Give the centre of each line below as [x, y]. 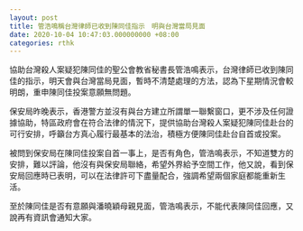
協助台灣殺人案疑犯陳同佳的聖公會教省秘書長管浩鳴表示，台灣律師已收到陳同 [151, 69]
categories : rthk [42, 43]
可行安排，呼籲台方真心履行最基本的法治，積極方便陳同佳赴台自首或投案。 [147, 134]
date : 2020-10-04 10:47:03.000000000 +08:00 [94, 34]
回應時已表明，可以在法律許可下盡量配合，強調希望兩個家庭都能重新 [151, 176]
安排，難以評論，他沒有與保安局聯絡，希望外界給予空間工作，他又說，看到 [147, 164]
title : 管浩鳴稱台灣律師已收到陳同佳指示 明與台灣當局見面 [107, 26]
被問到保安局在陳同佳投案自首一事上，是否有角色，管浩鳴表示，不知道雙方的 [151, 153]
